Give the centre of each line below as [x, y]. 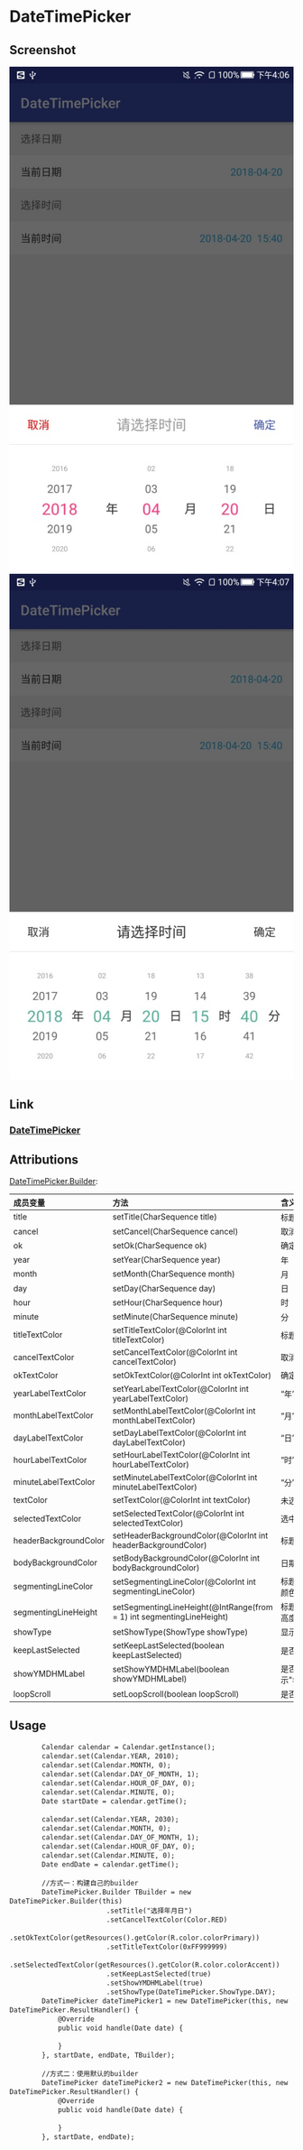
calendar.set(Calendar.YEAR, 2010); [110, 1756]
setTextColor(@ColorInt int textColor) [181, 1500]
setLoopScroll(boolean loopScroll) [176, 1693]
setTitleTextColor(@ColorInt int [170, 1330]
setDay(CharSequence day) [164, 1288]
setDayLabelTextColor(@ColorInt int [179, 1433]
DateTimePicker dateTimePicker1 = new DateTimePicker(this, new [165, 2001]
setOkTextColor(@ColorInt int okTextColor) [192, 1375]
